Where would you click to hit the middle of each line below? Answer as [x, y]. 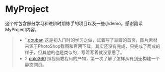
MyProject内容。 [22, 29]
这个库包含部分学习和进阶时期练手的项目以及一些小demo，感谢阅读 [74, 23]
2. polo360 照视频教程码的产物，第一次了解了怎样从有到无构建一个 [92, 58]
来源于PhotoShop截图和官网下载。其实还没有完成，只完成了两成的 [92, 46]
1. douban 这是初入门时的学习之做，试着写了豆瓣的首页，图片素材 [91, 40]
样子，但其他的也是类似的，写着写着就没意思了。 [75, 52]
